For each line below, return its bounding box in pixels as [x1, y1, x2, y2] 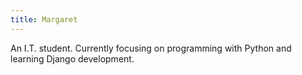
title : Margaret [10, 14, 78, 25]
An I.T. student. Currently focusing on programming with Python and [10, 42, 292, 54]
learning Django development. [10, 52, 135, 65]
